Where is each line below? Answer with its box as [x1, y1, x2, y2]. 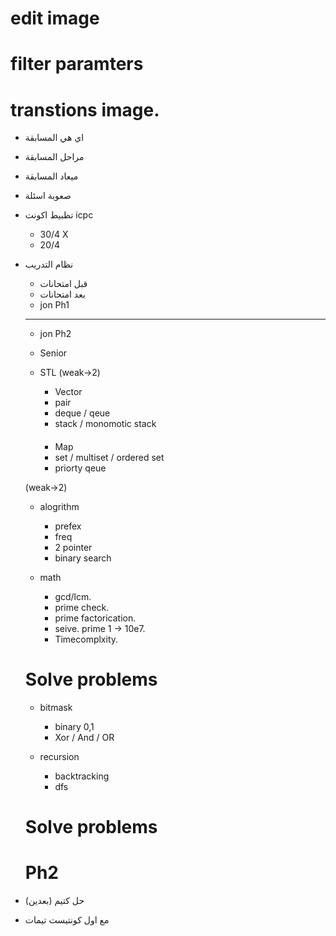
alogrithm [39, 500, 80, 512]
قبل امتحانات [39, 278, 88, 290]
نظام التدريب [24, 258, 74, 271]
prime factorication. [54, 612, 137, 624]
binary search [54, 552, 112, 564]
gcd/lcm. [54, 590, 92, 602]
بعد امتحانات [39, 288, 86, 301]
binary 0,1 [54, 720, 95, 732]
